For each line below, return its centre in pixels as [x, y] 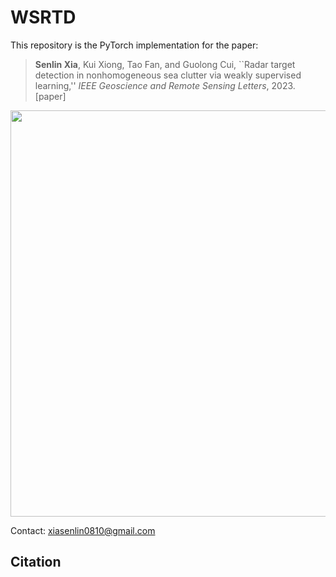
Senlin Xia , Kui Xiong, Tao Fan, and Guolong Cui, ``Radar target [165, 64]
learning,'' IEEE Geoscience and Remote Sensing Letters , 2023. [165, 85]
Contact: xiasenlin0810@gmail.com [83, 530]
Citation [36, 562]
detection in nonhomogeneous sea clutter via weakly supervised [168, 75]
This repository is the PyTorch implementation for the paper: [134, 45]
